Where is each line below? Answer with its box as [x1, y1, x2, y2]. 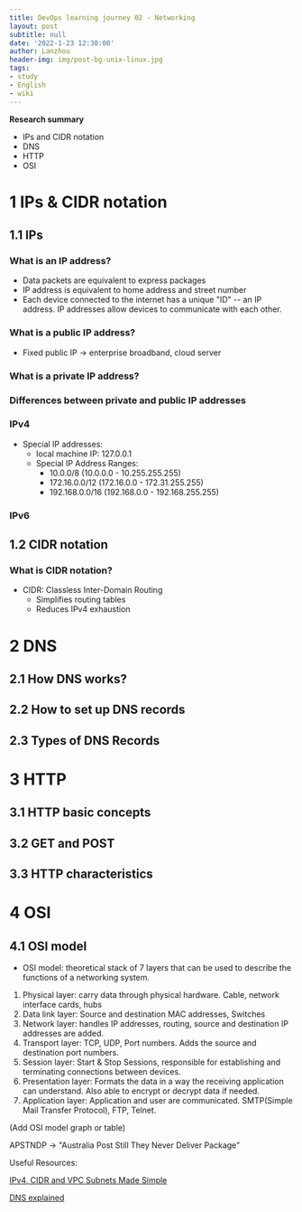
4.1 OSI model [9, 938, 87, 954]
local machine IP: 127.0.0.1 [35, 448, 133, 459]
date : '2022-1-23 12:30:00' [9, 38, 115, 48]
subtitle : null [9, 30, 67, 39]
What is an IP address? [9, 255, 112, 267]
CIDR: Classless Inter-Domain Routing [22, 585, 163, 596]
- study [9, 72, 39, 81]
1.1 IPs [9, 228, 43, 243]
